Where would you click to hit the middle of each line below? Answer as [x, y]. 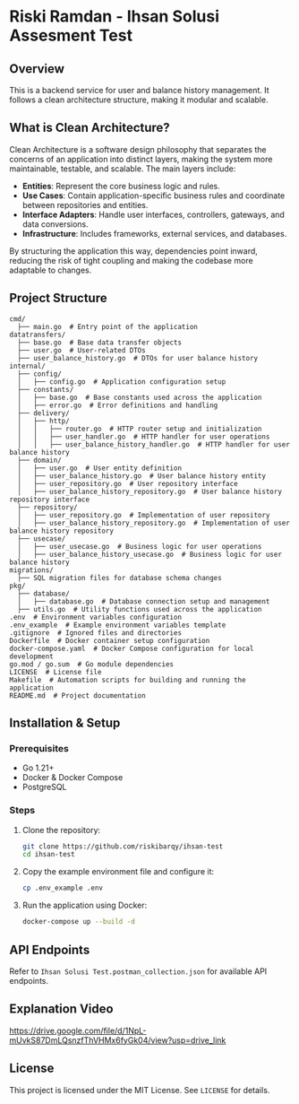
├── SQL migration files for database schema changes [120, 578]
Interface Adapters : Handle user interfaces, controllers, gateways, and [153, 214]
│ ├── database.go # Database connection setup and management [144, 601]
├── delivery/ [43, 413]
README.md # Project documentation [77, 695]
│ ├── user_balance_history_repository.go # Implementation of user [154, 523]
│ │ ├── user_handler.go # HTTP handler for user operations [144, 437]
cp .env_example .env [62, 888]
